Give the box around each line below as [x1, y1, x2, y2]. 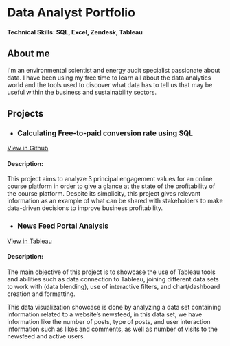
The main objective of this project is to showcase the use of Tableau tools [7, 268, 216, 276]
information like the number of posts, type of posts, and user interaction [7, 317, 211, 325]
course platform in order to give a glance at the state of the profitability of [7, 182, 216, 190]
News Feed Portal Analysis [16, 221, 108, 231]
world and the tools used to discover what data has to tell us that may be [7, 80, 213, 89]
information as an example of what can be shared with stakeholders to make [7, 197, 223, 205]
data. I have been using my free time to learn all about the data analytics [7, 73, 211, 82]
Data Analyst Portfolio [7, 5, 136, 21]
